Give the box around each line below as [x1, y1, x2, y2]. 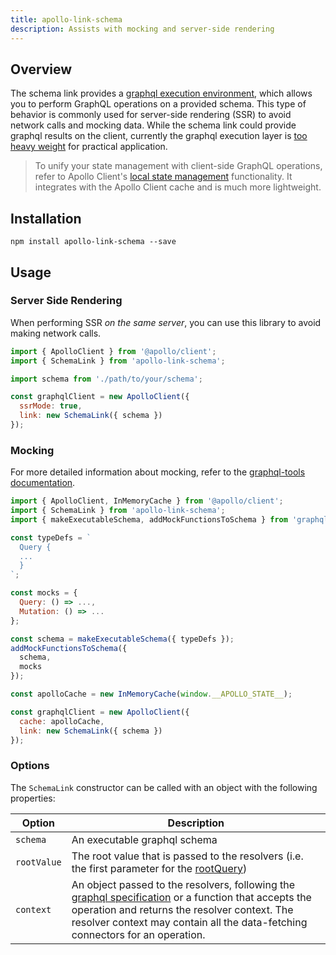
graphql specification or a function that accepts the [71, 890, 312, 904]
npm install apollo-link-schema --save [10, 237, 177, 247]
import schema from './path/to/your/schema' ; [10, 374, 203, 384]
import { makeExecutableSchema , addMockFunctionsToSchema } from [10, 514, 288, 525]
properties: [10, 792, 56, 804]
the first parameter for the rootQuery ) [71, 861, 248, 875]
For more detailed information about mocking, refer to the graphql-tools [10, 466, 306, 478]
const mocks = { [10, 588, 78, 598]
